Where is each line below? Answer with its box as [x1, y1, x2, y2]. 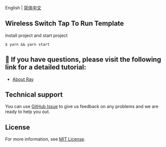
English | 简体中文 [5, 5, 42, 10]
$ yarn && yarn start [5, 42, 50, 47]
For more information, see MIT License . [5, 136, 86, 142]
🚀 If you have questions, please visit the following [5, 55, 162, 64]
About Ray [12, 76, 34, 82]
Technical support [5, 91, 63, 99]
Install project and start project [5, 32, 68, 38]
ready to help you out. [5, 109, 51, 115]
